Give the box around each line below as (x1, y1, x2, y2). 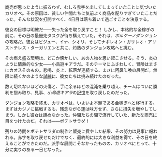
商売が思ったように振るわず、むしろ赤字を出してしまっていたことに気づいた (5, 4, 157, 10)
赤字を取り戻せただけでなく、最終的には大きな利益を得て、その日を (17, 135, 153, 140)
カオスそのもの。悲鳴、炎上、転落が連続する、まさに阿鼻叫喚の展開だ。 (9, 67, 153, 73)
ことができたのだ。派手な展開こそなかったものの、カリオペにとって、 (13, 141, 153, 146)
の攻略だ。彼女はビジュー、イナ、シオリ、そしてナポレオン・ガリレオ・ (5, 39, 148, 45)
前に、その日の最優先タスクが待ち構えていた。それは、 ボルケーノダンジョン (5, 33, 157, 38)
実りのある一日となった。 (13, 147, 64, 152)
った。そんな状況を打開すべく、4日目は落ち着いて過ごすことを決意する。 (5, 16, 151, 22)
